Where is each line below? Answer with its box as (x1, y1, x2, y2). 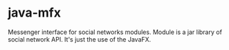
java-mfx (8, 5, 62, 21)
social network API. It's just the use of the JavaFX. (8, 35, 152, 43)
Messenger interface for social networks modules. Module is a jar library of (8, 28, 222, 36)
